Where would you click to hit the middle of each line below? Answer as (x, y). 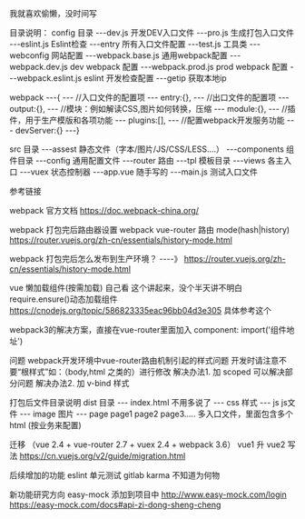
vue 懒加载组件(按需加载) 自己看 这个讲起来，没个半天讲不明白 (126, 288)
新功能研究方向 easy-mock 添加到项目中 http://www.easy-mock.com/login (148, 494)
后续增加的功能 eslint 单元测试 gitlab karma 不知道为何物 (115, 475)
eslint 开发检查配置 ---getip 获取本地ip (155, 78)
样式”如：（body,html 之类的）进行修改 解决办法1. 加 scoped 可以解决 (157, 372)
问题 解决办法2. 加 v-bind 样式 (73, 383)
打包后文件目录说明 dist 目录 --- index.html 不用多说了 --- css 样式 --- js (144, 402)
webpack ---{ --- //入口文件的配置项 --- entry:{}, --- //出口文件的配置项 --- (149, 97)
